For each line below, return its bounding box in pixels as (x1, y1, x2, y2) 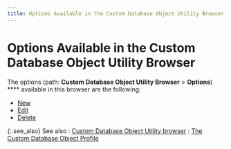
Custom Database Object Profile (7, 134, 99, 142)
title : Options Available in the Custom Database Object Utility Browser (7, 10, 225, 17)
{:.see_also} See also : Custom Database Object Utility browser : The (7, 126, 203, 135)
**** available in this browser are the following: (7, 85, 141, 94)
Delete (17, 113, 37, 121)
